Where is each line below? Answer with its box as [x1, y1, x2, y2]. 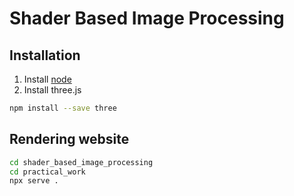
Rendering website [9, 131, 130, 148]
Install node [23, 73, 72, 85]
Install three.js [23, 84, 82, 96]
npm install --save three [9, 103, 117, 113]
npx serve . [9, 176, 59, 186]
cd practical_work [9, 167, 86, 177]
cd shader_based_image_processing [9, 157, 154, 167]
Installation [9, 47, 81, 64]
